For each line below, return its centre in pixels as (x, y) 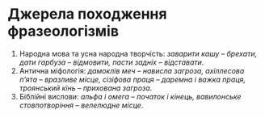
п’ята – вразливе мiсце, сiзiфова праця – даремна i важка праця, (132, 79)
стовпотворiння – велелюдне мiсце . (81, 105)
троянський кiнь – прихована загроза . (86, 88)
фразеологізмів (63, 31)
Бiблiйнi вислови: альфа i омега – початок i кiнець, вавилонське (130, 96)
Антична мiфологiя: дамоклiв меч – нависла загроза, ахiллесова (132, 70)
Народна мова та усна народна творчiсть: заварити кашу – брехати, (138, 53)
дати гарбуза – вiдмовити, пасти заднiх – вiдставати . (111, 62)
